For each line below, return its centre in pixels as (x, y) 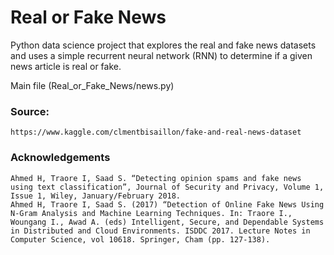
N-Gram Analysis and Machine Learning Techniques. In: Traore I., (151, 213)
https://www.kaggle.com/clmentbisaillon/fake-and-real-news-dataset (156, 132)
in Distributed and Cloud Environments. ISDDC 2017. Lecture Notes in (160, 231)
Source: (30, 111)
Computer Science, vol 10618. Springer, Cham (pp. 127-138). (140, 239)
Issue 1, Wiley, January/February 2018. (96, 196)
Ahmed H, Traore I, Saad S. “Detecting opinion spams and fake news (156, 178)
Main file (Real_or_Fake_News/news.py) (92, 85)
